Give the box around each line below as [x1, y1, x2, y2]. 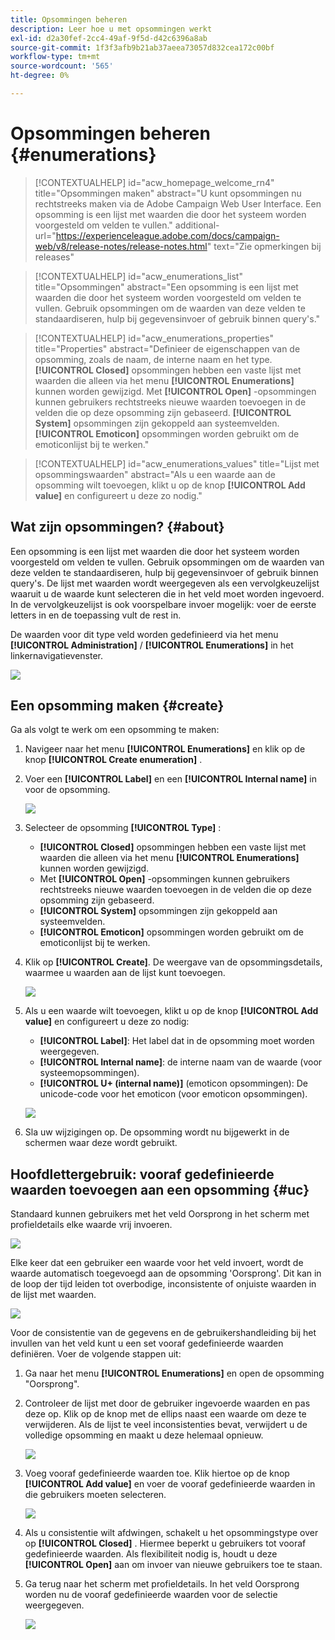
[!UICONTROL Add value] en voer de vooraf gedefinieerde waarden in [24, 1478, 316, 1490]
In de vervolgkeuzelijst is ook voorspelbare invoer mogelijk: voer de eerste [10, 598, 317, 610]
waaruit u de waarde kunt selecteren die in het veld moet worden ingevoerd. [10, 587, 325, 600]
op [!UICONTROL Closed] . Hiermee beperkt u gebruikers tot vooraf [24, 1537, 307, 1550]
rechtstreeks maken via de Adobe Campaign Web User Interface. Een [34, 197, 322, 210]
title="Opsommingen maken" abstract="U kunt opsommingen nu [34, 187, 302, 199]
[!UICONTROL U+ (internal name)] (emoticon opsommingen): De [39, 1077, 309, 1090]
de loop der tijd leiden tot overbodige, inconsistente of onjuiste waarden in [10, 1278, 317, 1290]
